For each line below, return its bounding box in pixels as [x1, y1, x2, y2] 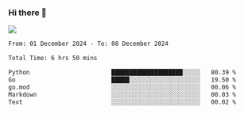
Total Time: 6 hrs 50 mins [8, 55, 98, 63]
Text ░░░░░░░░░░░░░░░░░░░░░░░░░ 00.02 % [8, 98, 237, 106]
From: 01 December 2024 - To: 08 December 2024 [8, 40, 169, 48]
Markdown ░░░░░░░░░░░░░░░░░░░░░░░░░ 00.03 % [8, 90, 237, 98]
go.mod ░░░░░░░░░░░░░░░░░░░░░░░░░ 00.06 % [8, 83, 237, 91]
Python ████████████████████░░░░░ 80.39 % [8, 69, 237, 77]
